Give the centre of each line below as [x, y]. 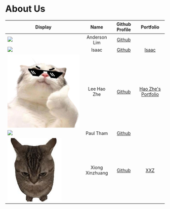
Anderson [97, 37]
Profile [124, 30]
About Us [25, 9]
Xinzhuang [97, 173]
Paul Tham [97, 133]
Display [43, 27]
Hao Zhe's [150, 89]
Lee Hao [97, 89]
